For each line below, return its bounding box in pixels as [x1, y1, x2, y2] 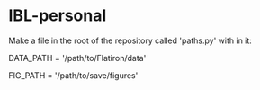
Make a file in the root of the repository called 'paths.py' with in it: [8, 35, 253, 46]
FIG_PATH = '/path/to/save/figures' [8, 69, 139, 81]
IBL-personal [8, 5, 107, 26]
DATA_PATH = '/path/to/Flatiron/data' [8, 52, 147, 63]
